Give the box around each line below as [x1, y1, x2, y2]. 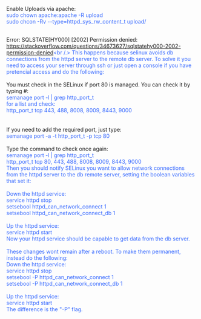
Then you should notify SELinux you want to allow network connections [6, 164, 185, 172]
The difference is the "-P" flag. [6, 306, 83, 313]
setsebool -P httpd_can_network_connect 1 [6, 274, 114, 280]
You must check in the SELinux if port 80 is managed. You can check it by [6, 81, 191, 88]
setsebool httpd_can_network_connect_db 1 [6, 210, 116, 216]
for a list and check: [6, 100, 56, 108]
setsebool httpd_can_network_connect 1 [6, 203, 107, 210]
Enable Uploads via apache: [6, 5, 76, 12]
